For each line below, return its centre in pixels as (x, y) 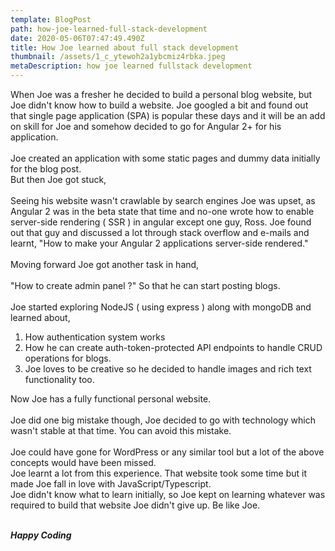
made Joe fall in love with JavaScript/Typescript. (111, 484)
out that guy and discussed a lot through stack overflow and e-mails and (160, 232)
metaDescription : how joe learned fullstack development (131, 66)
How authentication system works (95, 337)
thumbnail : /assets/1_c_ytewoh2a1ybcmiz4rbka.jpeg (118, 57)
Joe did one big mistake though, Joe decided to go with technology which (163, 420)
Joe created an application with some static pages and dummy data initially (165, 158)
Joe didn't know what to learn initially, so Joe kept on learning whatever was (168, 494)
